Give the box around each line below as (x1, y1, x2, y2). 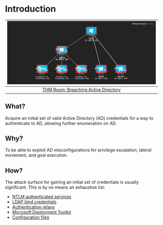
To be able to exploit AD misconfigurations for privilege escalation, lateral (5, 147, 152, 153)
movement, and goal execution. (5, 152, 68, 158)
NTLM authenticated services (12, 194, 72, 200)
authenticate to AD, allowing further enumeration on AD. (5, 120, 117, 126)
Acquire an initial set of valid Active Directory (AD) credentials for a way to (5, 115, 154, 121)
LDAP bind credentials (12, 199, 57, 205)
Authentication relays (12, 204, 55, 210)
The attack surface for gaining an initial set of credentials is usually (5, 179, 139, 185)
